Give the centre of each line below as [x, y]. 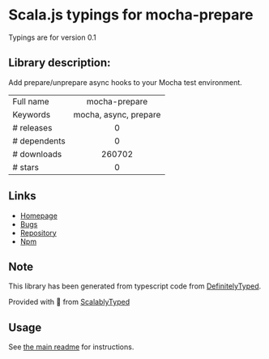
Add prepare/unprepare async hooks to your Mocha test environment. [126, 82]
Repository [38, 233]
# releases [32, 127]
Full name [31, 101]
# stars [26, 167]
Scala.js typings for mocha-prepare [131, 15]
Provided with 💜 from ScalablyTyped [69, 302]
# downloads [37, 154]
